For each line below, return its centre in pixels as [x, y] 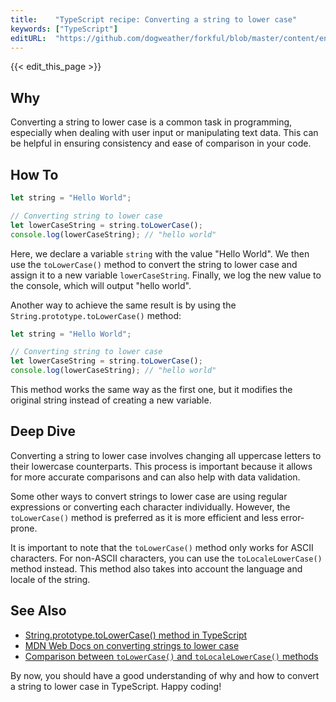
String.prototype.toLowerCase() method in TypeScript [136, 635]
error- [292, 517]
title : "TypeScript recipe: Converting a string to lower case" [154, 19]
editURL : [28, 38]
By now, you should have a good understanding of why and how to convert [165, 675]
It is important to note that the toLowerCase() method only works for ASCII [162, 547]
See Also [38, 611]
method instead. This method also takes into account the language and [156, 568]
